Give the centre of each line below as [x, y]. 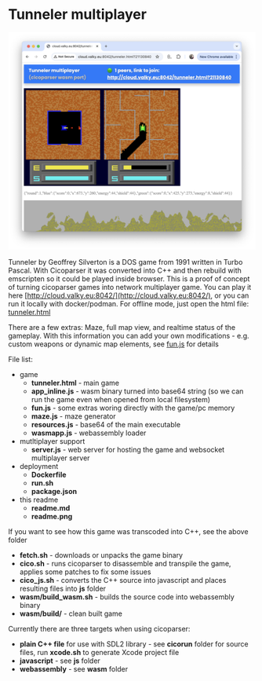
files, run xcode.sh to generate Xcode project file [99, 653]
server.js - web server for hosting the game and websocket [128, 450]
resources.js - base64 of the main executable [106, 425]
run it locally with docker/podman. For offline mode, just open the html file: [129, 304]
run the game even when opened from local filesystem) [120, 400]
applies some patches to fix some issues [85, 572]
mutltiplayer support [52, 441]
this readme [39, 500]
